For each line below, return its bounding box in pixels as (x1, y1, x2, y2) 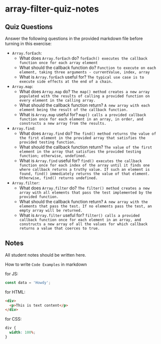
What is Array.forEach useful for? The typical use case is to (19, 74, 145, 80)
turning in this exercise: (5, 41, 52, 47)
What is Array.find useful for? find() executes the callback (19, 158, 142, 164)
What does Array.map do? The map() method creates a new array (19, 89, 150, 94)
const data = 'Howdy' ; (5, 280, 51, 285)
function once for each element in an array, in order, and (19, 117, 144, 122)
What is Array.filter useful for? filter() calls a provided (19, 213, 140, 218)
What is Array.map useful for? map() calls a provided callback (19, 112, 146, 117)
